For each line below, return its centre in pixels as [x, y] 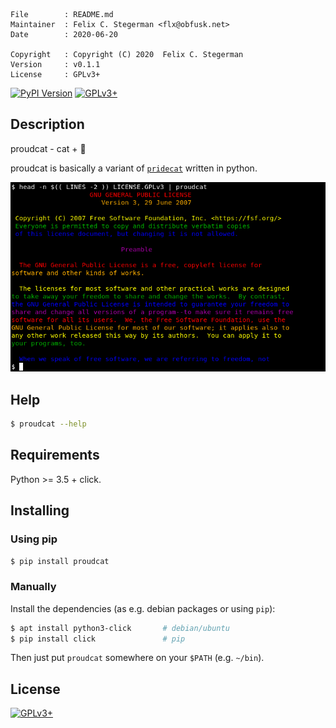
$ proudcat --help [48, 424]
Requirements [55, 455]
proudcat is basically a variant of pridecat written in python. [134, 168]
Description [47, 124]
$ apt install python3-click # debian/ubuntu [120, 628]
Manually [33, 587]
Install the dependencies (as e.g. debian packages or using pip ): [143, 608]
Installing [40, 510]
